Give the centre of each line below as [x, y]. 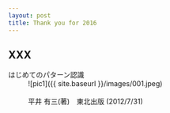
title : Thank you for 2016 [53, 23]
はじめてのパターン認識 [46, 75]
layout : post [30, 15]
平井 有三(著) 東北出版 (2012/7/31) [86, 102]
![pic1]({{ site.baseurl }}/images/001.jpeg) [95, 84]
